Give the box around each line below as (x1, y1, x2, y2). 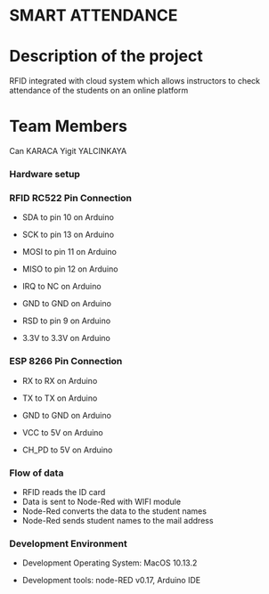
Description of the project (9, 46, 203, 67)
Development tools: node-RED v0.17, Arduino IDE (21, 575, 201, 586)
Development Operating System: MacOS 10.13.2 (21, 557, 198, 568)
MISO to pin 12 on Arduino (21, 264, 118, 274)
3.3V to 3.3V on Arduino (21, 333, 111, 344)
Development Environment (9, 537, 127, 549)
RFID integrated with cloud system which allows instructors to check (9, 76, 261, 86)
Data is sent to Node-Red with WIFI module (21, 496, 181, 507)
